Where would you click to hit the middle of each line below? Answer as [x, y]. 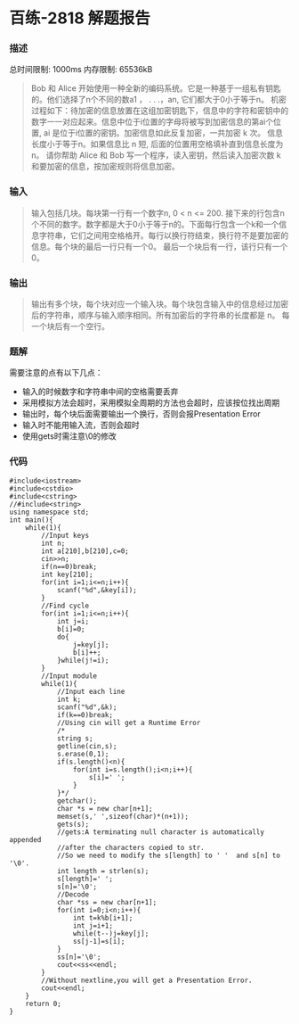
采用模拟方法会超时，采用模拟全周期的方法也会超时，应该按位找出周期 [151, 403]
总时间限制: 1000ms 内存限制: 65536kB [81, 70]
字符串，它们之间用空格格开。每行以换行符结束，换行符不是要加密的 [164, 235]
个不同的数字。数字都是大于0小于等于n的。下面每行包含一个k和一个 [155, 224]
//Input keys [65, 535]
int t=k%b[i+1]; [103, 918]
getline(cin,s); [87, 746]
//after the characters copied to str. [130, 847]
